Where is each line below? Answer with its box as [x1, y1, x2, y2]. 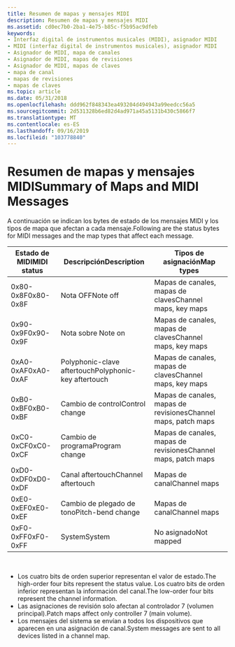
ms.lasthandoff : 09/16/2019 [7, 127, 90, 134]
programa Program [60, 441, 121, 451]
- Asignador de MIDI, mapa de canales [7, 50, 120, 57]
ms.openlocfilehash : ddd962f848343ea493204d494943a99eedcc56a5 [7, 101, 196, 108]
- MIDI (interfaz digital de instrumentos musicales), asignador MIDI [7, 43, 218, 50]
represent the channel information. [17, 595, 117, 603]
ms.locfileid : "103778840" [7, 134, 86, 141]
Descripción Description [63, 257, 145, 266]
